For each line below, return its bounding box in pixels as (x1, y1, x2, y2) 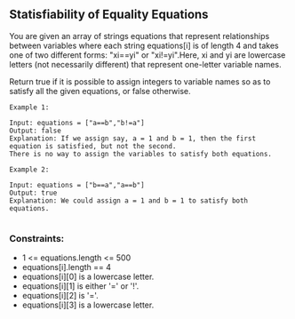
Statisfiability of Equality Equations (9, 7, 209, 22)
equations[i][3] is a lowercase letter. (21, 299, 155, 310)
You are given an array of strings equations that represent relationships (9, 30, 270, 41)
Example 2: (9, 164, 50, 174)
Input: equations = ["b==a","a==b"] (9, 180, 145, 189)
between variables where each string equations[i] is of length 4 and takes (9, 40, 279, 51)
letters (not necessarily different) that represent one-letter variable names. (9, 59, 282, 69)
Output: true (9, 188, 58, 197)
